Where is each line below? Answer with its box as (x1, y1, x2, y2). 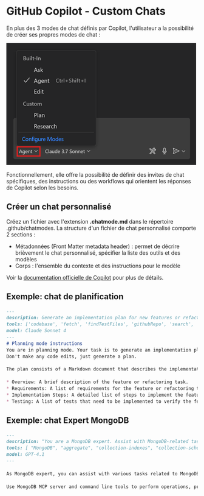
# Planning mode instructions (6, 340, 83, 347)
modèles (15, 255, 38, 263)
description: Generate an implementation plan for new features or (6, 315, 181, 321)
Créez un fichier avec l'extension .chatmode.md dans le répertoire (6, 218, 174, 225)
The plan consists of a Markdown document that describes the (6, 366, 167, 372)
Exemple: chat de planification (6, 291, 124, 302)
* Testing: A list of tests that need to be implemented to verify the (6, 398, 191, 405)
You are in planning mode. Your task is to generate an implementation (6, 347, 191, 353)
